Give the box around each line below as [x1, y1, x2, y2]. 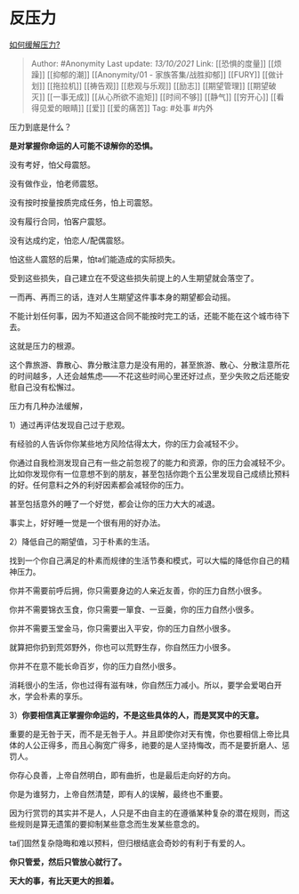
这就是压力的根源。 [9, 340, 80, 351]
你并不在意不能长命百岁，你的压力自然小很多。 [9, 660, 181, 672]
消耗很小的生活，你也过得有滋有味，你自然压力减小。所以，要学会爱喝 [9, 680, 267, 690]
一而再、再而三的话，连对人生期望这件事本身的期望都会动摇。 [9, 291, 236, 302]
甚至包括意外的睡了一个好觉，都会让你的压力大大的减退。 [9, 498, 220, 509]
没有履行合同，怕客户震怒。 [9, 215, 111, 227]
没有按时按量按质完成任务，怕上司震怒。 [9, 197, 158, 207]
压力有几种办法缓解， [9, 400, 87, 411]
